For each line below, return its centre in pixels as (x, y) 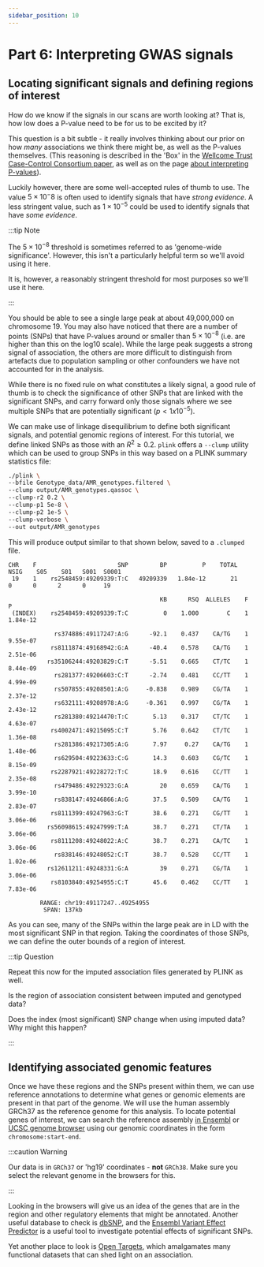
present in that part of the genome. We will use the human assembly (119, 1103)
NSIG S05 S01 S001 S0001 (65, 572)
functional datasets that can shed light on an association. (101, 1255)
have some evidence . (43, 214)
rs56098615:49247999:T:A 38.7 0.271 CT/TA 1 (147, 827)
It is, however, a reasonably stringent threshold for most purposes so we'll (128, 279)
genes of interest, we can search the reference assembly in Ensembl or (124, 1120)
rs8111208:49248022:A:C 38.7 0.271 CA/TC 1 (149, 840)
